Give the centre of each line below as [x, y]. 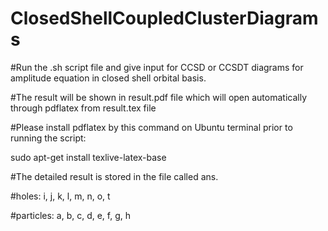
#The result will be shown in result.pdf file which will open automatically [159, 97]
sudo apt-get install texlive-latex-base [88, 157]
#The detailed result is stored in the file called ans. [114, 176]
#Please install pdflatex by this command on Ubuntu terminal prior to [151, 127]
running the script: [48, 138]
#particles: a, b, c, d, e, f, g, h [71, 215]
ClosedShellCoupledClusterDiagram [164, 18]
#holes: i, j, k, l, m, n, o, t [60, 196]
